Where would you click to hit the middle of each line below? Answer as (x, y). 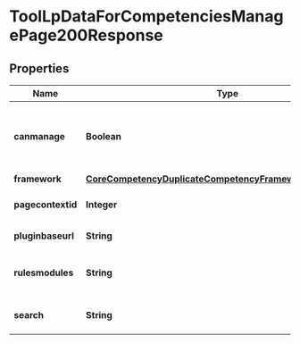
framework (38, 179)
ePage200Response (86, 35)
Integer (102, 205)
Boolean (104, 136)
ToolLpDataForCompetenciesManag (146, 17)
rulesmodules (44, 273)
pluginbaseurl (44, 236)
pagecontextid (46, 205)
